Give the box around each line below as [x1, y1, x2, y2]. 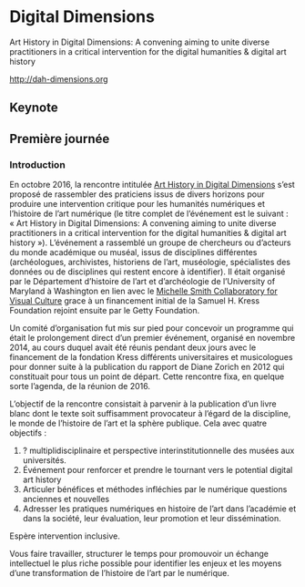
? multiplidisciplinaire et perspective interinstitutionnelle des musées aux [22, 445, 295, 457]
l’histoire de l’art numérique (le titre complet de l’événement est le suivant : [9, 208, 289, 220]
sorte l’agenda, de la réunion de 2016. [9, 381, 150, 392]
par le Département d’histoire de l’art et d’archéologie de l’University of [9, 276, 276, 287]
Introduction [9, 158, 66, 170]
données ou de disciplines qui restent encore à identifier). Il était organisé [9, 266, 286, 277]
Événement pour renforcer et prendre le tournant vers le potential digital [22, 465, 293, 476]
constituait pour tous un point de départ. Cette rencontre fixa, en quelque [9, 371, 285, 382]
